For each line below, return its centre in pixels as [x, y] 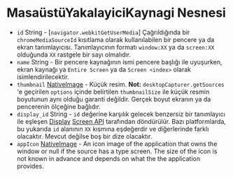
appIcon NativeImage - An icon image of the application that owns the [117, 143]
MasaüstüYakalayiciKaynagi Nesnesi [116, 13]
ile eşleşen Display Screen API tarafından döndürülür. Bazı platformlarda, [121, 121]
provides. [30, 166]
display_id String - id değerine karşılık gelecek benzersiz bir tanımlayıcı [121, 114]
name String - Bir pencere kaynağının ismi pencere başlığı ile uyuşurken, [119, 62]
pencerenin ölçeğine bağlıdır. [58, 106]
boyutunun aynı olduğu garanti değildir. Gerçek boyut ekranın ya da [114, 99]
